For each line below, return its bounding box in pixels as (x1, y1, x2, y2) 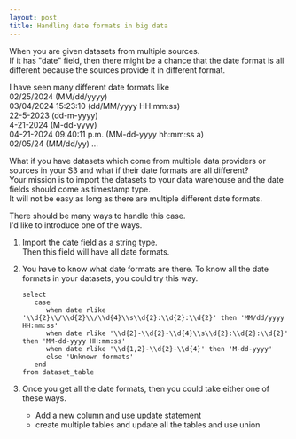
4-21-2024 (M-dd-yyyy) (9, 119, 97, 129)
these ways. (21, 392, 66, 404)
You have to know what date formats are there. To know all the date (21, 263, 269, 274)
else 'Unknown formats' (45, 352, 135, 361)
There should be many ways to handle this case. (9, 210, 186, 221)
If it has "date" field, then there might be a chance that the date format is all (9, 55, 284, 66)
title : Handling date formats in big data (9, 21, 168, 30)
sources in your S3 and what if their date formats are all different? (9, 165, 249, 176)
